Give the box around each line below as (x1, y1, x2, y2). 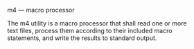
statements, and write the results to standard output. (7, 34, 157, 42)
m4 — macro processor (7, 6, 75, 14)
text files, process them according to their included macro (7, 27, 173, 35)
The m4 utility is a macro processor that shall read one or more (7, 19, 187, 27)
